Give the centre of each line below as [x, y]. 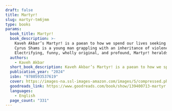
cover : [17, 81]
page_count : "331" [30, 100]
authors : [19, 58]
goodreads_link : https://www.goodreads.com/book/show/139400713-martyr [88, 86]
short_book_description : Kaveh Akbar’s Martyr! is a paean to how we [85, 67]
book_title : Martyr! [32, 34]
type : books [18, 24]
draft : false [19, 10]
